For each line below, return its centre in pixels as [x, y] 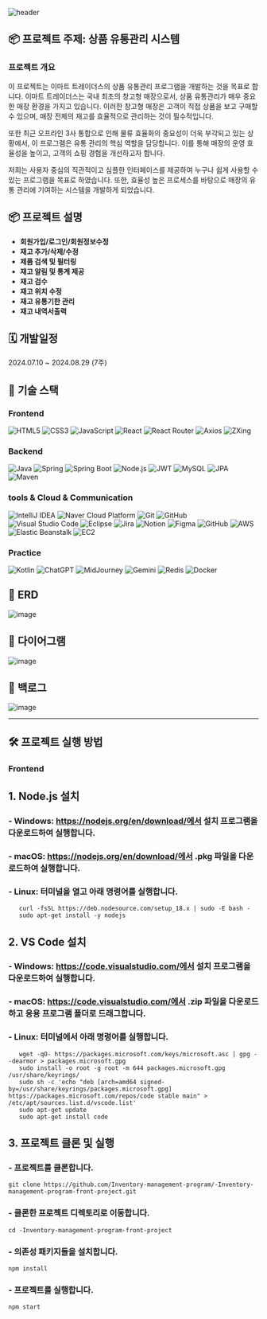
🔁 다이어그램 [37, 641]
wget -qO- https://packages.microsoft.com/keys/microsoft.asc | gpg [134, 1054]
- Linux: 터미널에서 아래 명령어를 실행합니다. [89, 1037]
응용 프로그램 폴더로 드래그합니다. [85, 1013]
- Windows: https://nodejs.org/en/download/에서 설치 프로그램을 [133, 821]
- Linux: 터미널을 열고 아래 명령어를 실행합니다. [93, 892]
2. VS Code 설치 [47, 942]
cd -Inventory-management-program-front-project [90, 1230]
